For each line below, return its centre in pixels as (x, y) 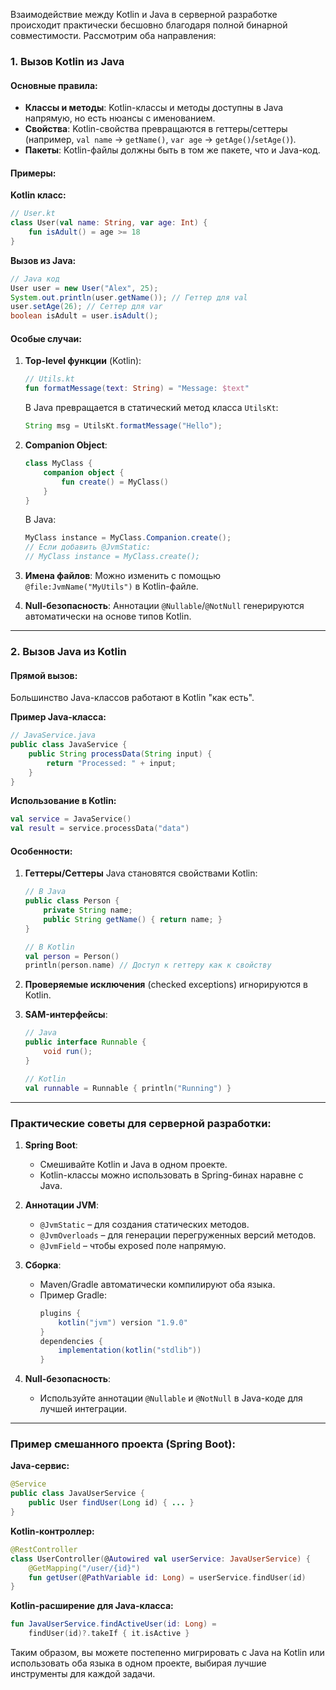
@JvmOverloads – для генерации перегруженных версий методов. (178, 1235)
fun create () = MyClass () (115, 482)
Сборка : (43, 1265)
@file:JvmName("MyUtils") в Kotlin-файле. (111, 586)
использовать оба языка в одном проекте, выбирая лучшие (138, 1663)
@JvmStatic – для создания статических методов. (144, 1224)
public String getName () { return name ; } (133, 919)
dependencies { (71, 1341)
